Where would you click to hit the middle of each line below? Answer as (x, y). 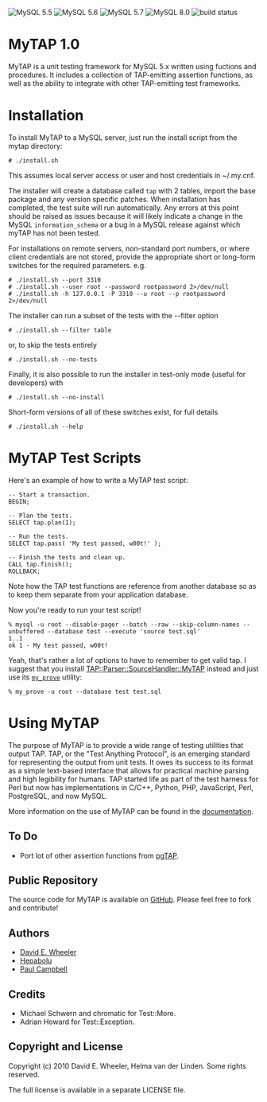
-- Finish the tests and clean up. (67, 557)
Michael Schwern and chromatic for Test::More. (98, 1013)
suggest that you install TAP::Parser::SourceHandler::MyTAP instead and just (133, 668)
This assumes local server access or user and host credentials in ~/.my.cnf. (132, 175)
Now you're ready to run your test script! (75, 609)
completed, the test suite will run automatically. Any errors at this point (124, 208)
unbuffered (26, 631)
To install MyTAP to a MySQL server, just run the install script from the (123, 137)
